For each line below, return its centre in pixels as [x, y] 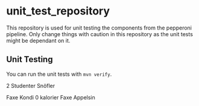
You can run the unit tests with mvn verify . [59, 74]
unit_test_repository [58, 11]
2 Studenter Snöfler [31, 86]
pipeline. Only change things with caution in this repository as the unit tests [99, 34]
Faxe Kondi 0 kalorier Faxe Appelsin [51, 97]
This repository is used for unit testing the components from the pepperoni [99, 28]
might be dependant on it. [38, 40]
